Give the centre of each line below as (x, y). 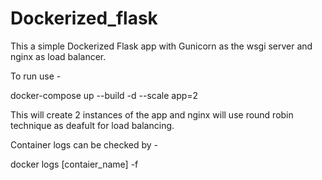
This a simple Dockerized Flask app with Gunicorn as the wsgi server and (161, 46)
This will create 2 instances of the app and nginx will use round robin (152, 114)
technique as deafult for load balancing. (92, 125)
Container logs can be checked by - (84, 144)
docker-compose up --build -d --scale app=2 (104, 95)
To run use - (36, 76)
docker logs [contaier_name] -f (74, 164)
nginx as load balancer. (58, 56)
